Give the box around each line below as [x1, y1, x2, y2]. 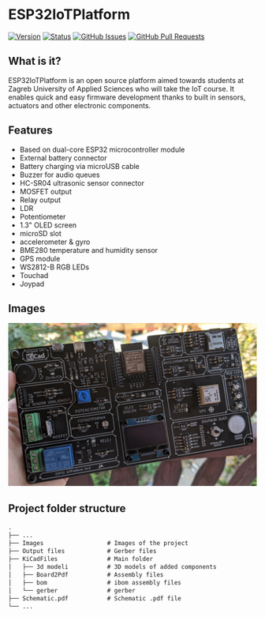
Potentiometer [19, 212, 66, 221]
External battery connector [19, 152, 107, 163]
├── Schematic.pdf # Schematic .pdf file [8, 594, 181, 602]
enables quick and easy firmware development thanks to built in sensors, [8, 92, 246, 102]
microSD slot [19, 228, 62, 238]
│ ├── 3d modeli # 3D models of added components [8, 562, 217, 570]
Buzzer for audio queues [19, 170, 100, 179]
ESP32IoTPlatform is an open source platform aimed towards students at [8, 75, 244, 85]
